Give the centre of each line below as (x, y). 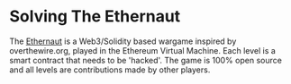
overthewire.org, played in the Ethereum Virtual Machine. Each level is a (143, 50)
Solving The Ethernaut (95, 17)
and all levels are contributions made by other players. (110, 70)
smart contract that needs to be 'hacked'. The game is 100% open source (145, 60)
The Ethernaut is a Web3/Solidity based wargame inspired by (123, 41)
